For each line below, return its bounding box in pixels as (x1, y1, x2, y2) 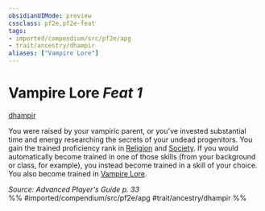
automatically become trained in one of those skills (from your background (8, 151, 256, 161)
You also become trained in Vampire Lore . (8, 168, 147, 178)
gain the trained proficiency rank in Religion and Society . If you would (8, 143, 239, 153)
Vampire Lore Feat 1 (8, 84, 143, 102)
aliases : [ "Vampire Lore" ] (8, 49, 99, 57)
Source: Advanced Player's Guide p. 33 (8, 184, 139, 194)
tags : (8, 27, 27, 35)
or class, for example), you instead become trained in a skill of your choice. (8, 160, 258, 170)
